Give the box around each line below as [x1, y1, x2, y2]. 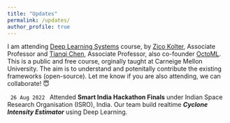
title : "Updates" [7, 10, 58, 17]
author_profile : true [7, 23, 71, 30]
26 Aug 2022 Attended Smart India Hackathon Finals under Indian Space [10, 93, 223, 101]
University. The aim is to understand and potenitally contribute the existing [7, 64, 222, 73]
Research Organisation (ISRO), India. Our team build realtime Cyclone [7, 101, 208, 109]
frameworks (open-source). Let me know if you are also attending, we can [7, 72, 222, 80]
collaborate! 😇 [7, 80, 50, 88]
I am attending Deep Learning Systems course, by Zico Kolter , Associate [7, 43, 215, 51]
